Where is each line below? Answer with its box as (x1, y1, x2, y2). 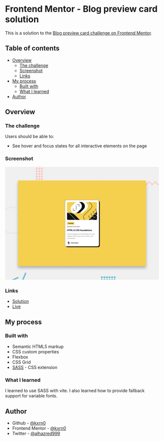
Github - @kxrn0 (12, 420, 46, 426)
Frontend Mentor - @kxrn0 (12, 425, 66, 431)
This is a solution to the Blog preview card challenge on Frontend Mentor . (5, 30, 152, 36)
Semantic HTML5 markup (12, 344, 64, 349)
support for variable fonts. (5, 393, 58, 399)
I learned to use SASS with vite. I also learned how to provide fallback (5, 388, 145, 394)
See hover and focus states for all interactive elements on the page (12, 143, 147, 149)
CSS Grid (12, 359, 31, 365)
